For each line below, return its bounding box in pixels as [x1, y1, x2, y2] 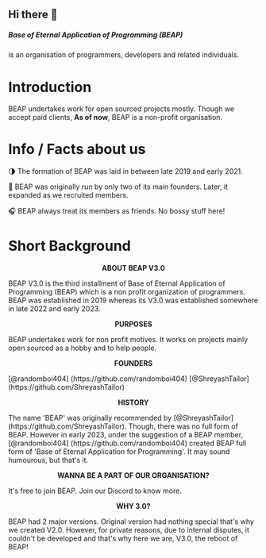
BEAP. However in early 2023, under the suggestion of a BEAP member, [8, 430, 244, 440]
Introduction [8, 78, 92, 96]
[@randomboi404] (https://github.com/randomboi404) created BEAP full [8, 438, 247, 448]
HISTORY [118, 398, 149, 407]
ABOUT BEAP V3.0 [102, 264, 165, 273]
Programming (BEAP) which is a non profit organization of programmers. [8, 287, 246, 297]
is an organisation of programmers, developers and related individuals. [8, 50, 240, 60]
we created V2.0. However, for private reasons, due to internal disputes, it [8, 525, 250, 535]
